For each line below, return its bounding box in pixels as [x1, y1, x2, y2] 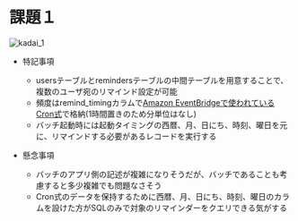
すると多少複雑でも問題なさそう [43, 180, 162, 191]
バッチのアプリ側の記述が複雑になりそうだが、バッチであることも [35, 168, 280, 179]
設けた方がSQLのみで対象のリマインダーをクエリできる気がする [51, 202, 287, 213]
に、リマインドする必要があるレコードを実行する [35, 131, 217, 141]
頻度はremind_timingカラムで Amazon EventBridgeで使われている [35, 97, 276, 107]
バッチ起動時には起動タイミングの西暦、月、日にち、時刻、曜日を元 [35, 119, 288, 130]
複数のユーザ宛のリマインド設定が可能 [35, 86, 178, 97]
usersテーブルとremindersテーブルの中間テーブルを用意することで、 [35, 74, 289, 85]
